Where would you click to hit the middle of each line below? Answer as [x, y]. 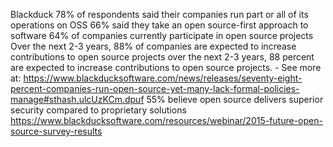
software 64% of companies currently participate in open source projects [162, 35]
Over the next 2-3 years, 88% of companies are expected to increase [153, 46]
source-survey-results [56, 131]
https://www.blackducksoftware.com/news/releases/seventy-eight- [163, 78]
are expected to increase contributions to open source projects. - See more [166, 67]
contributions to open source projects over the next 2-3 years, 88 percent [162, 57]
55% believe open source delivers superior [235, 99]
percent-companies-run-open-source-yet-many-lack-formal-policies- [155, 88]
